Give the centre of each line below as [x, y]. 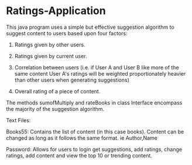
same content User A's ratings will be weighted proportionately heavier [100, 73]
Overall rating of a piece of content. [57, 91]
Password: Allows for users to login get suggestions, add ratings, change [94, 149]
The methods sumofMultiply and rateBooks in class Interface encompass [94, 102]
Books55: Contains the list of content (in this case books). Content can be [95, 132]
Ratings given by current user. [51, 56]
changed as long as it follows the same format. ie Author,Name [82, 138]
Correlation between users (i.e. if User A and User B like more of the [97, 67]
